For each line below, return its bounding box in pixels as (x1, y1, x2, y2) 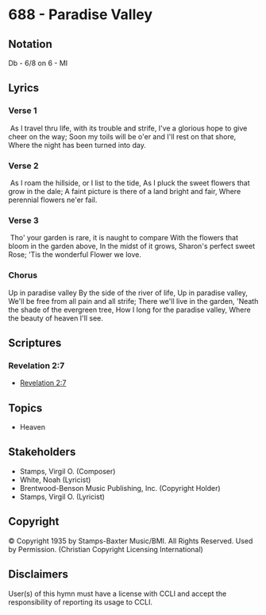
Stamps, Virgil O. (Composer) (19, 466, 116, 476)
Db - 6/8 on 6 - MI (8, 58, 68, 68)
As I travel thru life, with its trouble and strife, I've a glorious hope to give (10, 123, 248, 133)
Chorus (8, 270, 38, 281)
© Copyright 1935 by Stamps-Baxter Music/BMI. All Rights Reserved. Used (8, 535, 253, 546)
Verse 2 (8, 160, 39, 171)
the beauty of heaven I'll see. (8, 313, 103, 323)
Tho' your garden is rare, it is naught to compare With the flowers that (10, 233, 238, 243)
